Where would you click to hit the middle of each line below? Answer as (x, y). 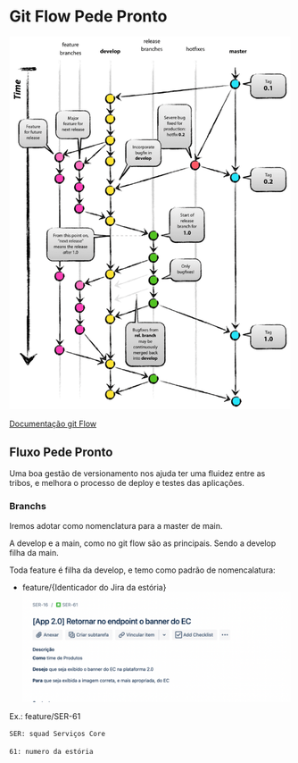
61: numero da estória (51, 751)
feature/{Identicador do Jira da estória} (94, 587)
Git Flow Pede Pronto (88, 17)
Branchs (28, 507)
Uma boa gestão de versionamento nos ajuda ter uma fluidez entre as (137, 474)
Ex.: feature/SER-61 (45, 716)
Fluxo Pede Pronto (61, 452)
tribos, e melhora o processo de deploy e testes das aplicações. (127, 483)
